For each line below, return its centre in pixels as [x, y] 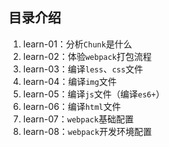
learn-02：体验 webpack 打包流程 [87, 56]
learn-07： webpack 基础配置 [78, 119]
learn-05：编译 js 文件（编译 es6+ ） [93, 94]
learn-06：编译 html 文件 [71, 106]
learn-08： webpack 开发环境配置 [87, 131]
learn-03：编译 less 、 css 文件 [83, 69]
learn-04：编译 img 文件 [69, 81]
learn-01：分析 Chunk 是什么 [77, 44]
